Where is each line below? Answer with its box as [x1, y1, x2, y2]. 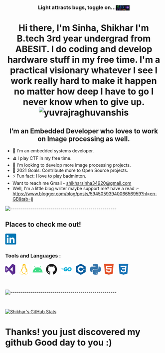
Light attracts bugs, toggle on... [38, 4, 116, 11]
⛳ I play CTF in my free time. [12, 155, 72, 161]
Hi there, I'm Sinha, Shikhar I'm [18, 22, 149, 34]
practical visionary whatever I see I [9, 65, 158, 76]
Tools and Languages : [5, 252, 61, 259]
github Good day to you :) [5, 337, 112, 348]
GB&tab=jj [12, 196, 33, 202]
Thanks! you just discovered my [5, 326, 141, 338]
